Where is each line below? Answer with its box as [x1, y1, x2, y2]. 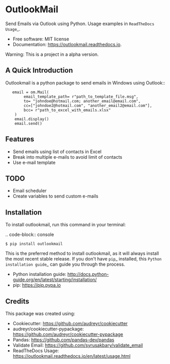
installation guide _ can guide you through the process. [5, 261, 125, 267]
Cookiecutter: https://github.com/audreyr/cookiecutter [12, 320, 128, 326]
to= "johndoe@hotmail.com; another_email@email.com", [24, 98, 141, 103]
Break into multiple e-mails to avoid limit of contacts [12, 154, 123, 160]
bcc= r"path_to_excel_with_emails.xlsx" [24, 108, 111, 113]
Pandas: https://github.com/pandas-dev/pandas [12, 337, 114, 342]
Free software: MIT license [12, 36, 69, 42]
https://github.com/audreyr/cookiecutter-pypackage [12, 331, 123, 337]
